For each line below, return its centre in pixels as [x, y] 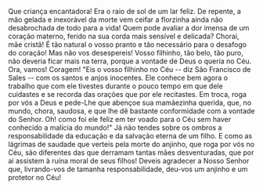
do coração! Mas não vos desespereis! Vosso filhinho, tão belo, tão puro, [126, 53]
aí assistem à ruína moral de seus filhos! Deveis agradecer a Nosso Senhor [129, 161]
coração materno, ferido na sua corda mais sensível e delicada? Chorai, [124, 36]
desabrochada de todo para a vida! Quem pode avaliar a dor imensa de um [129, 28]
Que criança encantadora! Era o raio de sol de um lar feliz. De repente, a [124, 11]
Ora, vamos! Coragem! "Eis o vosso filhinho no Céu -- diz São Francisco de [130, 69]
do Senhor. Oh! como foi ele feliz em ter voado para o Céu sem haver [120, 119]
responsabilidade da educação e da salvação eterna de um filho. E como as [130, 136]
